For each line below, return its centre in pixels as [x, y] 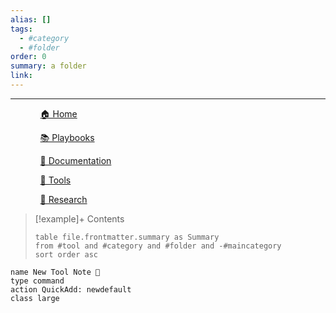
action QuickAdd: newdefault [71, 289]
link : [21, 76]
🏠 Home [58, 113]
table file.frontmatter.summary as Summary [127, 237]
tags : [21, 29]
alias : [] [31, 19]
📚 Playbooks [67, 137]
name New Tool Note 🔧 [55, 272]
